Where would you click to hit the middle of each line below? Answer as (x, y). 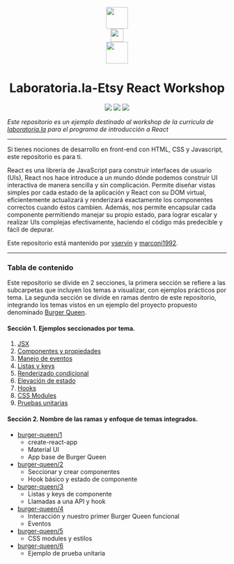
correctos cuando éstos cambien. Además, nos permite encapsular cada (111, 207)
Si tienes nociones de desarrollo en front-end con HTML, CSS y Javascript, (115, 149)
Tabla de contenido (40, 267)
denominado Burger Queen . (47, 312)
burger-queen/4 (40, 508)
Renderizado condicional (53, 374)
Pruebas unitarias (42, 403)
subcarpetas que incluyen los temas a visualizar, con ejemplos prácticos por (117, 290)
